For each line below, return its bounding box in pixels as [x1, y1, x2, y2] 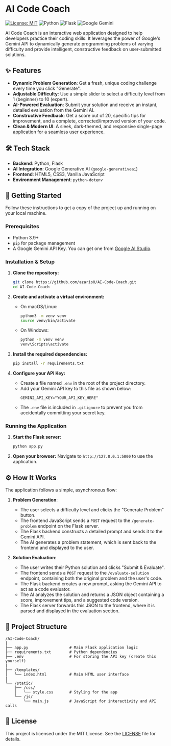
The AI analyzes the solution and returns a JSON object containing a [20, 591, 164, 598]
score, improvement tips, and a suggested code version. [20, 597, 139, 603]
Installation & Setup [5, 258, 55, 265]
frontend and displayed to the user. [20, 544, 94, 551]
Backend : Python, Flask [12, 160, 63, 166]
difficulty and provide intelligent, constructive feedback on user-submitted [5, 46, 162, 52]
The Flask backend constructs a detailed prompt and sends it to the [20, 529, 163, 535]
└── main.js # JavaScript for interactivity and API [23, 699, 157, 704]
